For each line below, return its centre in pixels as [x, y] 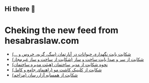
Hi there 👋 [20, 9]
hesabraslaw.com [42, 41]
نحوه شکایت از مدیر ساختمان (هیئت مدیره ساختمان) [60, 65]
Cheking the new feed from [62, 30]
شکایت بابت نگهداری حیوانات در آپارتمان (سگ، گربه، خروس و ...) [71, 54]
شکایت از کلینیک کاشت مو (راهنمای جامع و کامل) [57, 70]
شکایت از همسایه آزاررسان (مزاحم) [45, 75]
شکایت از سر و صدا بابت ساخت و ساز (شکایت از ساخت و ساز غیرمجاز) [78, 59]
